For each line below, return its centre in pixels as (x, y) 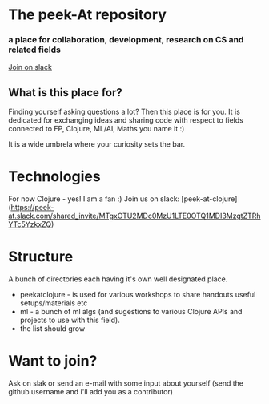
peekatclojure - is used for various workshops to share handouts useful (138, 295)
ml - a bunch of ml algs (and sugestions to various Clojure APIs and (131, 312)
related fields (35, 50)
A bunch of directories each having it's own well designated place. (118, 279)
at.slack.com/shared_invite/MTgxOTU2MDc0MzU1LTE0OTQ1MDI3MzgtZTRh (135, 216)
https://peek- (32, 208)
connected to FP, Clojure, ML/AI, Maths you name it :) (96, 129)
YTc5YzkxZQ (30, 224)
